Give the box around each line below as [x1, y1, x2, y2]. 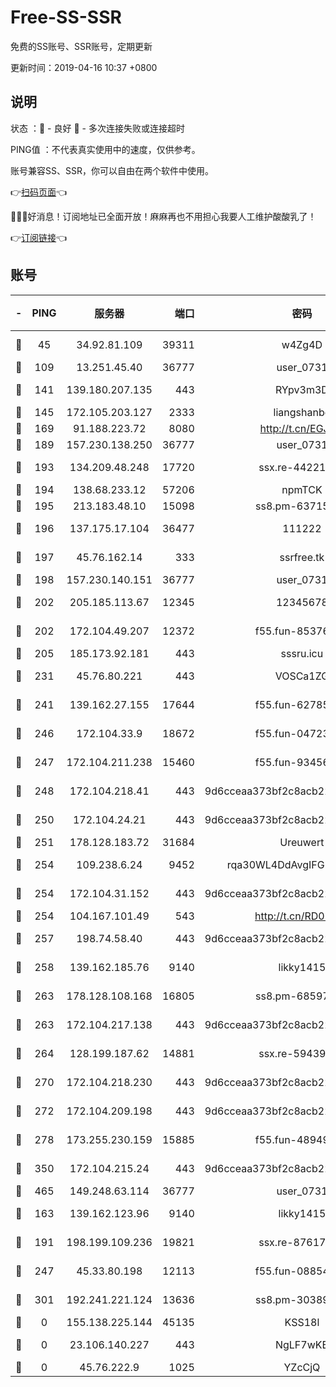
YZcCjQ [283, 1360, 321, 1374]
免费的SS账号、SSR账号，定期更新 [10, 40, 153, 52]
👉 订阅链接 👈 [10, 231, 68, 243]
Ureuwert [279, 835, 325, 849]
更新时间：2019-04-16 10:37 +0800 [10, 61, 158, 73]
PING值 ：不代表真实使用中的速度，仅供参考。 [10, 143, 201, 155]
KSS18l [284, 1315, 320, 1329]
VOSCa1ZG [274, 669, 330, 683]
